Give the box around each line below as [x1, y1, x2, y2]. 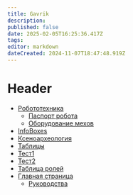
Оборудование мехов [28, 118, 94, 128]
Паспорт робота [28, 111, 78, 120]
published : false [7, 23, 59, 30]
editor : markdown [7, 43, 59, 50]
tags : [7, 37, 23, 44]
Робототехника [17, 104, 64, 112]
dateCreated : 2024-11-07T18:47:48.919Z [7, 50, 126, 57]
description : [7, 17, 46, 24]
